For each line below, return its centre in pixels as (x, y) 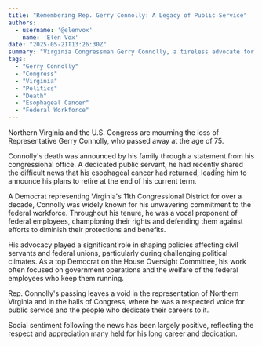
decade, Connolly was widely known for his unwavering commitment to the (130, 204)
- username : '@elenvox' (54, 30)
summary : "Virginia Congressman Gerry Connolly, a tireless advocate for (131, 52)
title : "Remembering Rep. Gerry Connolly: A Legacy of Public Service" (127, 15)
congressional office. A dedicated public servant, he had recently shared (126, 164)
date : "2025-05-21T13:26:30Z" (58, 45)
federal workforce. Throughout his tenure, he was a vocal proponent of (123, 213)
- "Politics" (36, 88)
